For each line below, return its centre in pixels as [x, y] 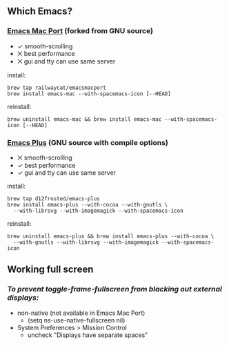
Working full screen [50, 270]
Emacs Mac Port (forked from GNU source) [80, 31]
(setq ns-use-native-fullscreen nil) [76, 320]
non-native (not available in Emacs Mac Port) [81, 313]
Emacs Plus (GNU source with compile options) [88, 142]
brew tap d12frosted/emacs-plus [53, 199]
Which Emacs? [40, 11]
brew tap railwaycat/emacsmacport [57, 88]
